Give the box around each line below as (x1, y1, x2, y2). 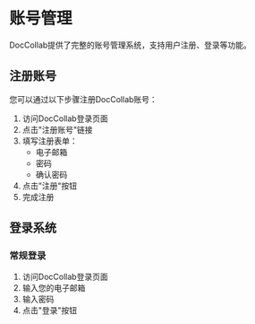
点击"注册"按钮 (21, 180, 78, 191)
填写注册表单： (21, 136, 78, 146)
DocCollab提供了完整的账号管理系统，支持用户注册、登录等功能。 (9, 39, 252, 50)
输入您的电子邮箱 (21, 283, 86, 293)
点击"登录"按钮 (21, 305, 78, 316)
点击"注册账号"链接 (21, 124, 93, 135)
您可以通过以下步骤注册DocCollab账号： (9, 93, 158, 104)
